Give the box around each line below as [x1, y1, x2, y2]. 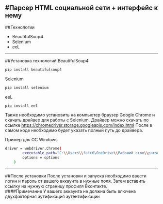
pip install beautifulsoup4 [5, 67, 62, 72]
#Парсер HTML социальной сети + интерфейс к [5, 4, 158, 12]
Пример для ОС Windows [5, 137, 58, 143]
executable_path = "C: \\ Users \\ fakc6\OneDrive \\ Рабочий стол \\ [22, 151, 149, 156]
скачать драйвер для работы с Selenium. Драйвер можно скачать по [5, 117, 149, 123]
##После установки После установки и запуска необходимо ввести [5, 173, 147, 178]
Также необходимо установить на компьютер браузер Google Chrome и [5, 112, 155, 118]
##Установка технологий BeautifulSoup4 [5, 58, 89, 63]
